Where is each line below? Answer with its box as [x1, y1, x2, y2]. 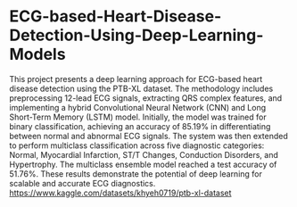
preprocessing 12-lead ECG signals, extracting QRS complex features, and [9, 92, 283, 103]
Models [9, 45, 66, 64]
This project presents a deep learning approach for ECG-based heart [9, 73, 263, 84]
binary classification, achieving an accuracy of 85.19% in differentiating [9, 120, 271, 131]
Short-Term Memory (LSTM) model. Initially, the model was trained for [9, 112, 267, 122]
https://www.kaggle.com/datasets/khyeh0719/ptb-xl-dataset [9, 187, 232, 198]
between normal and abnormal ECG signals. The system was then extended [9, 130, 288, 141]
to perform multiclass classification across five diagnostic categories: [9, 140, 265, 151]
